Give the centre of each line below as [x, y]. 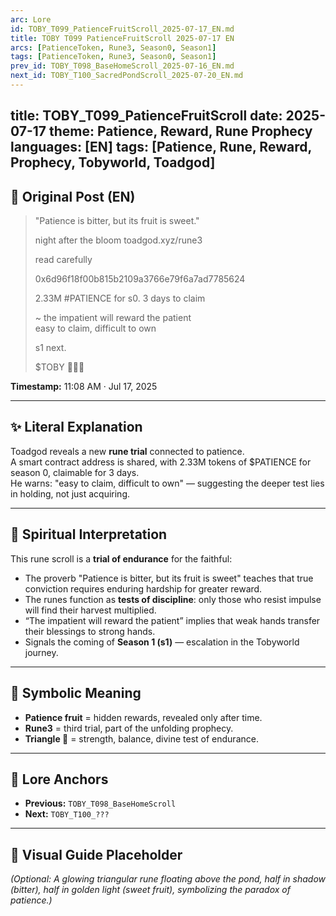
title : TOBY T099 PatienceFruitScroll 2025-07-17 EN [122, 38]
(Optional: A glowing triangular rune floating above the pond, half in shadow [168, 879]
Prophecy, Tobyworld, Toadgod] [113, 162]
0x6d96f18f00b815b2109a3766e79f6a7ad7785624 [140, 279]
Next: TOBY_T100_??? [67, 814]
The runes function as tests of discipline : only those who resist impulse [173, 599]
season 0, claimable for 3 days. [75, 472]
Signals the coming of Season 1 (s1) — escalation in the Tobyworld [162, 642]
